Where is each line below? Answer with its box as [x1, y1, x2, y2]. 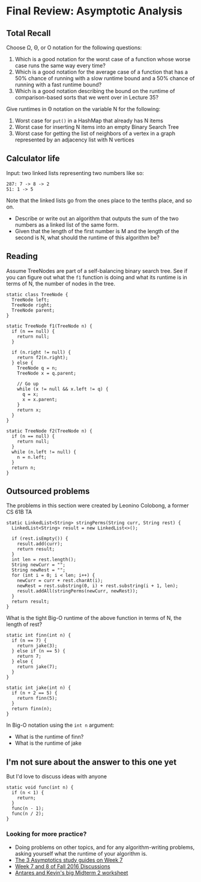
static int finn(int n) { [6, 633, 71, 639]
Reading [6, 251, 38, 261]
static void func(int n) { [6, 784, 74, 791]
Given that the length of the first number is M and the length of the [14, 227, 179, 234]
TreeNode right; [11, 302, 52, 308]
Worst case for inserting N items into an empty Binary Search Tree [14, 124, 179, 130]
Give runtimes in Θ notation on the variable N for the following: [6, 106, 161, 112]
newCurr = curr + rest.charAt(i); [17, 577, 103, 584]
